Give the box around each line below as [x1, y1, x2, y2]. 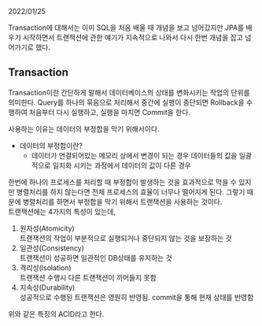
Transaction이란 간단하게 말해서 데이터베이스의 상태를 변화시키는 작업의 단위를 [8, 87, 250, 97]
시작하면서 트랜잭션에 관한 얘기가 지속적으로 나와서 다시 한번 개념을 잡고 [22, 33, 244, 42]
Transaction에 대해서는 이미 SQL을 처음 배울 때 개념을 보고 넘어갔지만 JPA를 [8, 23, 245, 32]
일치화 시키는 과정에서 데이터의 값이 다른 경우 [52, 161, 191, 170]
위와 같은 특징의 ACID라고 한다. [8, 309, 105, 318]
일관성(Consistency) [19, 243, 85, 253]
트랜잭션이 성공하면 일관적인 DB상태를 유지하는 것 [19, 253, 173, 262]
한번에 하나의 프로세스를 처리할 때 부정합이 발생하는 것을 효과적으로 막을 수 [8, 177, 238, 187]
